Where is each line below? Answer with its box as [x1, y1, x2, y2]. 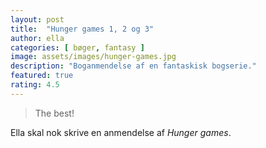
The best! [34, 107, 75, 119]
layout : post [10, 14, 65, 25]
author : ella [10, 33, 65, 43]
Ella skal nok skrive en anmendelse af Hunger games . [10, 126, 232, 138]
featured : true [10, 71, 74, 81]
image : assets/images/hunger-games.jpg [10, 52, 177, 62]
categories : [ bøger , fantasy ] [10, 42, 145, 53]
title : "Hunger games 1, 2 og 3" [10, 24, 155, 34]
